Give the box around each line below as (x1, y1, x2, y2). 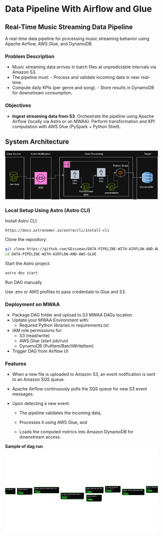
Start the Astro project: (5, 260, 51, 266)
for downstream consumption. (12, 90, 73, 96)
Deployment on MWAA (5, 301, 60, 308)
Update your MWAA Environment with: (12, 317, 89, 323)
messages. (12, 391, 34, 397)
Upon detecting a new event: (12, 401, 70, 407)
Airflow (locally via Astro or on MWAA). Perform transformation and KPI (12, 118, 155, 124)
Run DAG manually (5, 279, 42, 285)
